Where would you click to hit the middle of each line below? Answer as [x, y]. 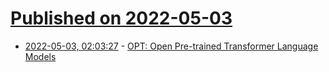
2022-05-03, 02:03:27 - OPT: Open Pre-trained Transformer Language [171, 46]
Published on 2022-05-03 [121, 18]
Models [40, 56]
